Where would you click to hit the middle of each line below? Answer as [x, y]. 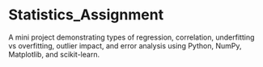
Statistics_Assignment [86, 15]
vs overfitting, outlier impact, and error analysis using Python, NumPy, [125, 45]
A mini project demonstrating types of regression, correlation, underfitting [131, 37]
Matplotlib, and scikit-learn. [54, 54]
